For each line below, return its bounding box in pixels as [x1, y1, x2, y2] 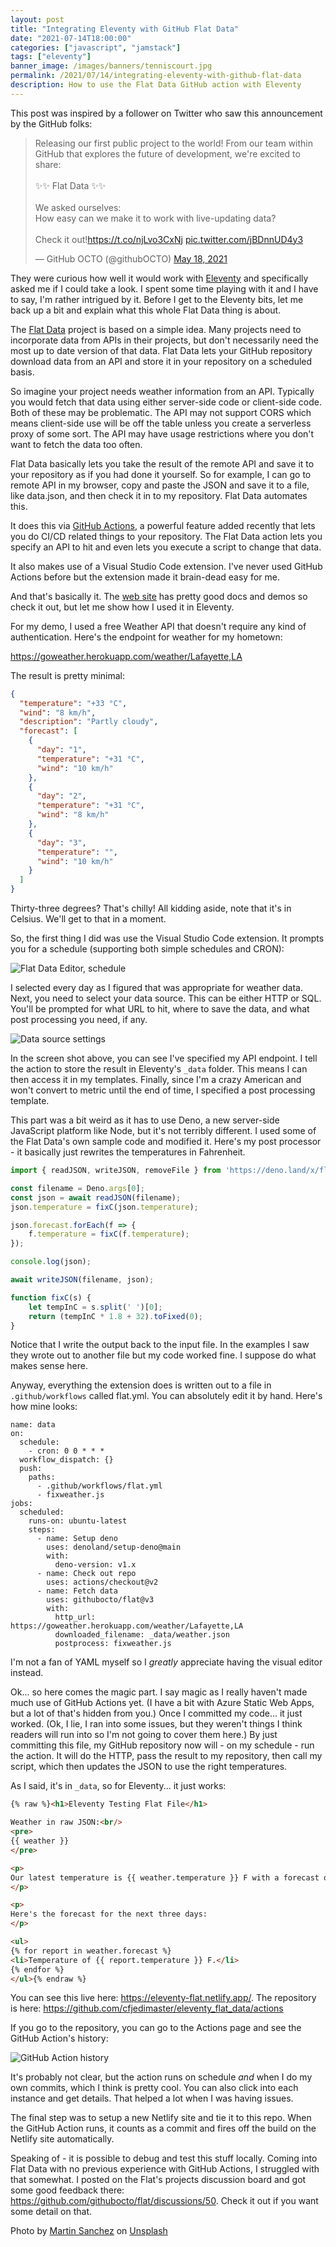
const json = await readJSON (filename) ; [10, 1192, 182, 1203]
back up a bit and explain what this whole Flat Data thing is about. [10, 304, 282, 316]
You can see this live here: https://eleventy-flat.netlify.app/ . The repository [10, 1992, 317, 2004]
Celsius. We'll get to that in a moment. [10, 913, 167, 925]
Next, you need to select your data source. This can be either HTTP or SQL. [10, 992, 322, 1004]
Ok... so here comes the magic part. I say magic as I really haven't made [10, 1686, 308, 1698]
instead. [10, 1667, 44, 1679]
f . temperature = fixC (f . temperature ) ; [28, 1229, 190, 1240]
